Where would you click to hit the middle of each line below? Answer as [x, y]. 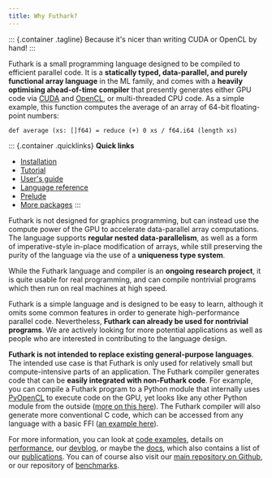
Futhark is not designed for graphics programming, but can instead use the [134, 220]
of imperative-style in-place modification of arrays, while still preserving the [136, 246]
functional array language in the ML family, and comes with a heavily [126, 81]
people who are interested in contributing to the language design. [118, 338]
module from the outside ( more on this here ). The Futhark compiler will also [135, 406]
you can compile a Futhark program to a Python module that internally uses [134, 388]
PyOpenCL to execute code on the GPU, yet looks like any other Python [128, 397]
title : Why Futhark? [43, 16]
